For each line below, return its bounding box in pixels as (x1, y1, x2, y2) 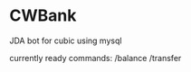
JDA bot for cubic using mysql (9, 35, 122, 46)
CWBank (9, 5, 77, 26)
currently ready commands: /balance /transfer (9, 52, 182, 63)
